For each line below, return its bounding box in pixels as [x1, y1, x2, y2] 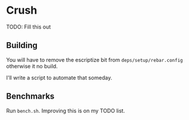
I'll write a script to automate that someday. [6, 74, 112, 81]
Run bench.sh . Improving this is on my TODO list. [6, 107, 125, 114]
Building [6, 40, 38, 50]
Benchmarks [6, 91, 55, 102]
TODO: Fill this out [6, 23, 51, 30]
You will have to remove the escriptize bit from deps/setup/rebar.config [6, 56, 183, 63]
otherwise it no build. [6, 62, 58, 70]
